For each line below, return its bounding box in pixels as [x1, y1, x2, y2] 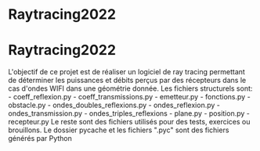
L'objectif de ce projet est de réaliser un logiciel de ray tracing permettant [8, 67, 245, 77]
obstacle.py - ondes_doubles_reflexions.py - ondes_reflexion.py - [8, 100, 221, 110]
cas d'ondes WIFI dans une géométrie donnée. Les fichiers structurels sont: [8, 84, 253, 93]
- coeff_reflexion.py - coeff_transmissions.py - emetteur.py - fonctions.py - [8, 92, 251, 102]
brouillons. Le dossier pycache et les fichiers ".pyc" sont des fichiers [8, 125, 229, 135]
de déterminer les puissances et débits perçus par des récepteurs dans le [8, 76, 247, 85]
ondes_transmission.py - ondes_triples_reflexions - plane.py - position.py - [8, 109, 251, 118]
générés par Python [8, 134, 73, 143]
